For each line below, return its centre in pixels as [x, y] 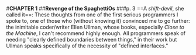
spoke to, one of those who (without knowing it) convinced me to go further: [98, 21]
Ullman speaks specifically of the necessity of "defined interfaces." [87, 46]
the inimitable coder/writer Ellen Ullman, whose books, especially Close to [95, 27]
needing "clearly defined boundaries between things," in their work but [92, 39]
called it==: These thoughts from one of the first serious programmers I [92, 15]
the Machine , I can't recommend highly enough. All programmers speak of [96, 33]
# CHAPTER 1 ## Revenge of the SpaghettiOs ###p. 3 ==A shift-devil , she [95, 8]
